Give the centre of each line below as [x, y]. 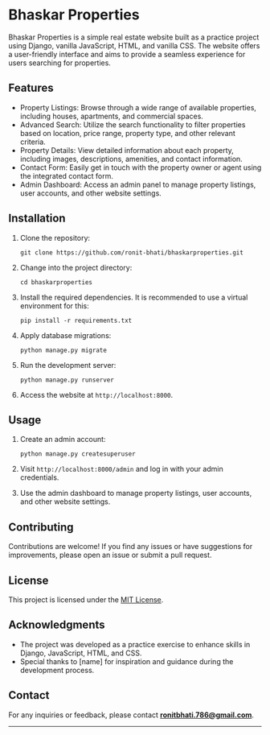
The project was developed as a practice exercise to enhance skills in [135, 644]
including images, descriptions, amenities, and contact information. [131, 159]
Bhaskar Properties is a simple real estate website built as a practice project [134, 37]
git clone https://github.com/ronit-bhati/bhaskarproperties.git [131, 252]
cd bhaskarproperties [56, 282]
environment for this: [55, 306]
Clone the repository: [55, 237]
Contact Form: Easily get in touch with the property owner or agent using [141, 167]
